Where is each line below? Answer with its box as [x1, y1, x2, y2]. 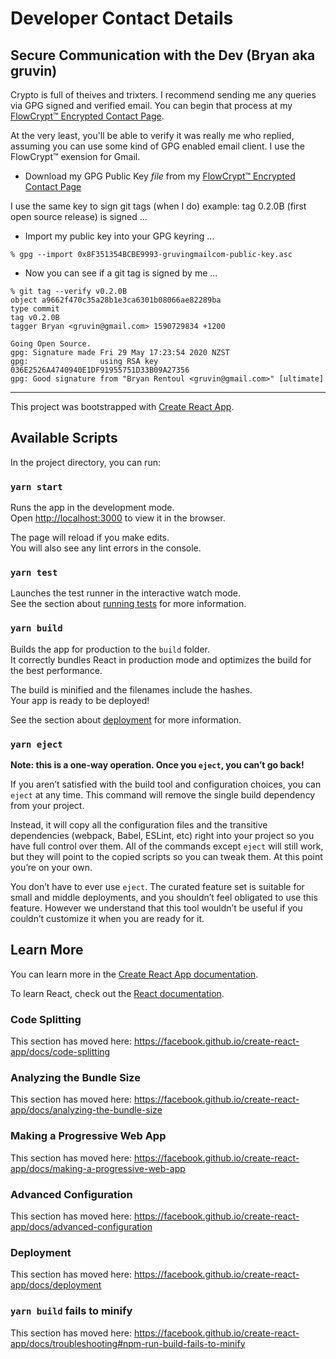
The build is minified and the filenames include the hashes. [10, 683, 253, 696]
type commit [10, 304, 60, 314]
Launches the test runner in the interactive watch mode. [10, 587, 242, 599]
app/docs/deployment [10, 1279, 102, 1291]
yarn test [10, 567, 58, 579]
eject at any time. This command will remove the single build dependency [10, 789, 316, 801]
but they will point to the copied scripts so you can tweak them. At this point [10, 851, 323, 862]
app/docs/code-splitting [10, 1046, 111, 1058]
